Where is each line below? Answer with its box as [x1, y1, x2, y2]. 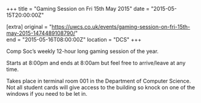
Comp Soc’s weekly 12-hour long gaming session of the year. [6, 48, 159, 55]
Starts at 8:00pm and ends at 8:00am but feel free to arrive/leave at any [6, 60, 186, 66]
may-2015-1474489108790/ [6, 30, 76, 37]
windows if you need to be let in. [6, 90, 88, 97]
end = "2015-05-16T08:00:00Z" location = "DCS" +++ [6, 36, 142, 43]
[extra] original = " [6, 23, 52, 30]
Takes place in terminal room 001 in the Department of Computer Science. [6, 78, 191, 84]
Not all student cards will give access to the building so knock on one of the [6, 84, 196, 91]
